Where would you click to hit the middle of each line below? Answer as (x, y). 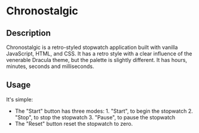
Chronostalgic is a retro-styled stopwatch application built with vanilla (92, 47)
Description (28, 33)
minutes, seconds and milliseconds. (50, 66)
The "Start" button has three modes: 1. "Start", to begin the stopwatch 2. (104, 111)
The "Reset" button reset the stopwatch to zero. (74, 123)
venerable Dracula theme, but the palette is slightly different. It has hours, (97, 60)
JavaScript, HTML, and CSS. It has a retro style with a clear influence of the (99, 54)
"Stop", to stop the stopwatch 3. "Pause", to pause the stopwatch (95, 117)
